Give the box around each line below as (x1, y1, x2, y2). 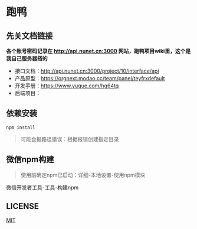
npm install (6, 125, 35, 130)
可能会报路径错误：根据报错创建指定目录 (20, 135, 119, 142)
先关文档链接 (6, 31, 53, 41)
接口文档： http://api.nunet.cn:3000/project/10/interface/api (14, 67, 159, 74)
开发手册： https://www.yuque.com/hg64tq (14, 82, 119, 89)
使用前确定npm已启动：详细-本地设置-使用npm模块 (20, 171, 146, 178)
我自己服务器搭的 (6, 55, 48, 62)
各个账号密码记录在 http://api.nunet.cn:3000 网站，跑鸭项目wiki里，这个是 (6, 48, 191, 54)
